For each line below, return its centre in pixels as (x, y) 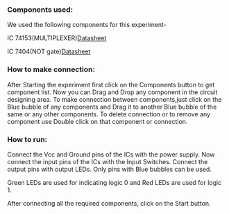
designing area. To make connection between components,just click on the (114, 99)
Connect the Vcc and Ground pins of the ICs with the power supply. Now (111, 154)
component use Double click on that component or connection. (97, 121)
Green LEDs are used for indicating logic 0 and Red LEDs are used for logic (114, 182)
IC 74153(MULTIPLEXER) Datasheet (57, 38)
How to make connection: (51, 69)
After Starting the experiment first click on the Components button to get (111, 84)
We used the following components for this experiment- (87, 25)
